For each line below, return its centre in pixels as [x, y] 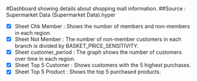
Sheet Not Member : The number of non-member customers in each [98, 39]
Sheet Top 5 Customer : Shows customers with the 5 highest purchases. [103, 65]
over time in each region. [45, 59]
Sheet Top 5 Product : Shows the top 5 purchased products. [88, 72]
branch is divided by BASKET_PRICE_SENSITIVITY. [77, 46]
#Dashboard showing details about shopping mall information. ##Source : [96, 9]
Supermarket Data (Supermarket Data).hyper [61, 15]
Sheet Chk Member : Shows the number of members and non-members [102, 26]
